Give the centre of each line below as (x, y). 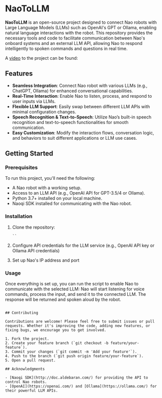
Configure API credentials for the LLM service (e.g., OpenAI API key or (83, 245)
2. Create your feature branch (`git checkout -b (57, 343)
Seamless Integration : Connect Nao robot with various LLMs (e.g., (80, 85)
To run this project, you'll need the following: (50, 178)
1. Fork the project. (27, 339)
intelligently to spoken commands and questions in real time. (66, 48)
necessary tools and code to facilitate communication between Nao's (75, 38)
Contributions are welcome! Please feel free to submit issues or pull (80, 321)
